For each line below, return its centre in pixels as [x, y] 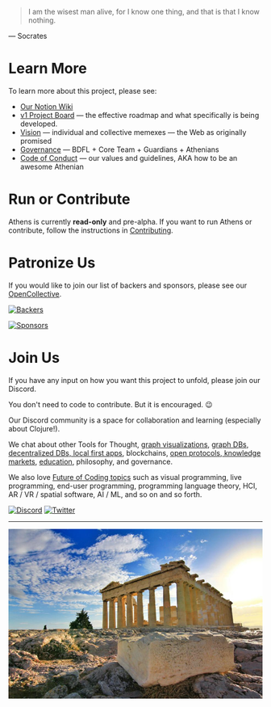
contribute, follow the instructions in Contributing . [91, 230]
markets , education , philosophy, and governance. [91, 461]
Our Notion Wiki [46, 106]
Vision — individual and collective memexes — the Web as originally [133, 132]
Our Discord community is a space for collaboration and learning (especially [135, 420]
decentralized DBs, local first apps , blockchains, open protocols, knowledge [135, 452]
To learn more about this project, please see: [83, 90]
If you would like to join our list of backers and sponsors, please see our [128, 285]
